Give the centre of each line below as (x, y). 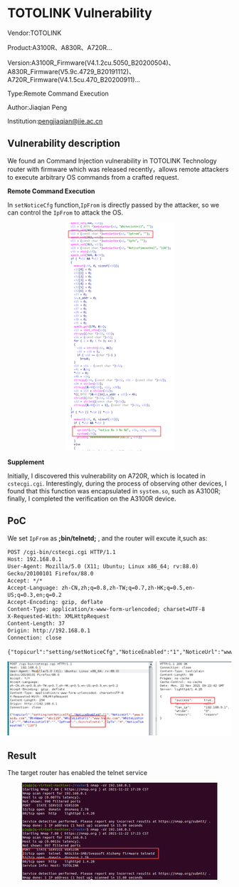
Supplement (26, 462)
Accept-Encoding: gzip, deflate (55, 602)
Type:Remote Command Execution (58, 93)
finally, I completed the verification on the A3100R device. (92, 498)
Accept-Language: (33, 588)
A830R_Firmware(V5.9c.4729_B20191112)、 (71, 71)
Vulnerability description (64, 144)
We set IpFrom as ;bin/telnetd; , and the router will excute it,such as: (107, 538)
